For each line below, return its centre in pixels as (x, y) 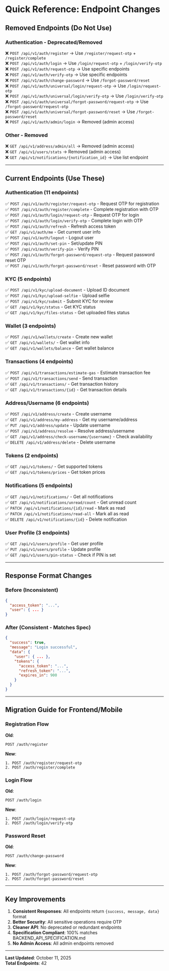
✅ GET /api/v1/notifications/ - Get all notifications (59, 497)
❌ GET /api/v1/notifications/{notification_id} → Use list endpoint (77, 158)
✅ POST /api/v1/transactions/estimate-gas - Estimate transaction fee (78, 372)
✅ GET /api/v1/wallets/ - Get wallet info (48, 342)
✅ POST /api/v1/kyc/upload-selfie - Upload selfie (57, 296)
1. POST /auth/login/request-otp (40, 819)
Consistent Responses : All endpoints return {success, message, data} (86, 911)
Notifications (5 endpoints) (39, 485)
